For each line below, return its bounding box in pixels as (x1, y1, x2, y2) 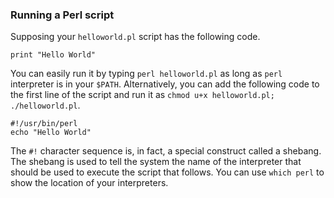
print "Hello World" (10, 50, 97, 60)
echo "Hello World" (10, 128, 92, 138)
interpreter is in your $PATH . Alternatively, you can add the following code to (10, 78, 320, 90)
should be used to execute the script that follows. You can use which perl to (10, 166, 325, 178)
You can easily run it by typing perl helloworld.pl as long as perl (10, 68, 283, 80)
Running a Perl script (10, 8, 115, 22)
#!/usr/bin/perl (10, 119, 78, 129)
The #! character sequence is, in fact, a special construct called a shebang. (10, 145, 322, 157)
